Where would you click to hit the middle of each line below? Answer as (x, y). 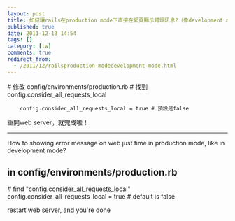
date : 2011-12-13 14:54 (42, 33)
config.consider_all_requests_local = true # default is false (91, 197)
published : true (31, 27)
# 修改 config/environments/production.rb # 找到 (78, 86)
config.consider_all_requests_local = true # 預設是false (105, 108)
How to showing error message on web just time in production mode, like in (116, 143)
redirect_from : (29, 59)
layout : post (26, 14)
